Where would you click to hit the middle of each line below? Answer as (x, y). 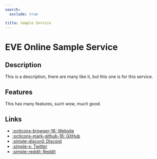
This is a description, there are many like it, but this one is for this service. (79, 77)
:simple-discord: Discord (37, 141)
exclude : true (24, 14)
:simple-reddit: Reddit (34, 151)
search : (13, 10)
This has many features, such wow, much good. (53, 104)
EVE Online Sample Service (61, 47)
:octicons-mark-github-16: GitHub (46, 136)
